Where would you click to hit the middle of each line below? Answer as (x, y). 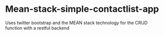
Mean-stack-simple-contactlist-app (82, 9)
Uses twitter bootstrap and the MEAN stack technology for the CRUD (76, 23)
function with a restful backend (37, 28)
